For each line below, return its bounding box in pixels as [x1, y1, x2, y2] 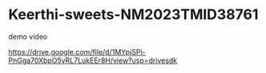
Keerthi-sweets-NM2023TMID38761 [8, 6, 259, 24]
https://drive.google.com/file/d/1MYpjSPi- [8, 47, 146, 56]
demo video [8, 32, 48, 41]
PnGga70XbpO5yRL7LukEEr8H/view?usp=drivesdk [8, 56, 178, 65]
